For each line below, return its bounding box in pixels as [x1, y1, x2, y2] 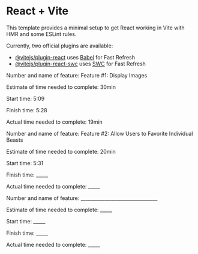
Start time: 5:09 [6, 95, 45, 102]
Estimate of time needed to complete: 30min [6, 83, 116, 91]
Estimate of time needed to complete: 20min [6, 148, 116, 155]
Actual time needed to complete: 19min [6, 118, 103, 125]
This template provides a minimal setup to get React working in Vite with [6, 24, 185, 31]
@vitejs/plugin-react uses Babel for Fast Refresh [14, 53, 136, 61]
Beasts [6, 136, 23, 144]
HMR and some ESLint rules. [6, 30, 77, 37]
